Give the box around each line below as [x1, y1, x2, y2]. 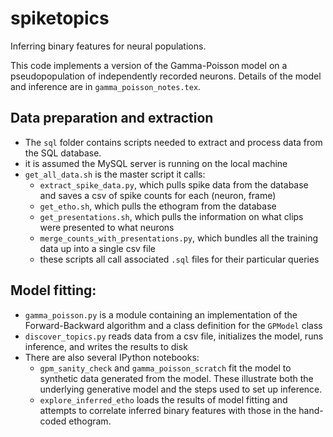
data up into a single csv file [39, 242, 156, 254]
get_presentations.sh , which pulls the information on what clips [39, 210, 304, 222]
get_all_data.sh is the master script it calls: [24, 168, 206, 180]
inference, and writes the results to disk [24, 340, 188, 352]
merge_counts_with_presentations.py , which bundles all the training [39, 232, 319, 244]
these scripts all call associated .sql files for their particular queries [39, 253, 320, 265]
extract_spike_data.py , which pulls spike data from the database [39, 178, 309, 191]
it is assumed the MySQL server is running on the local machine [24, 157, 288, 169]
